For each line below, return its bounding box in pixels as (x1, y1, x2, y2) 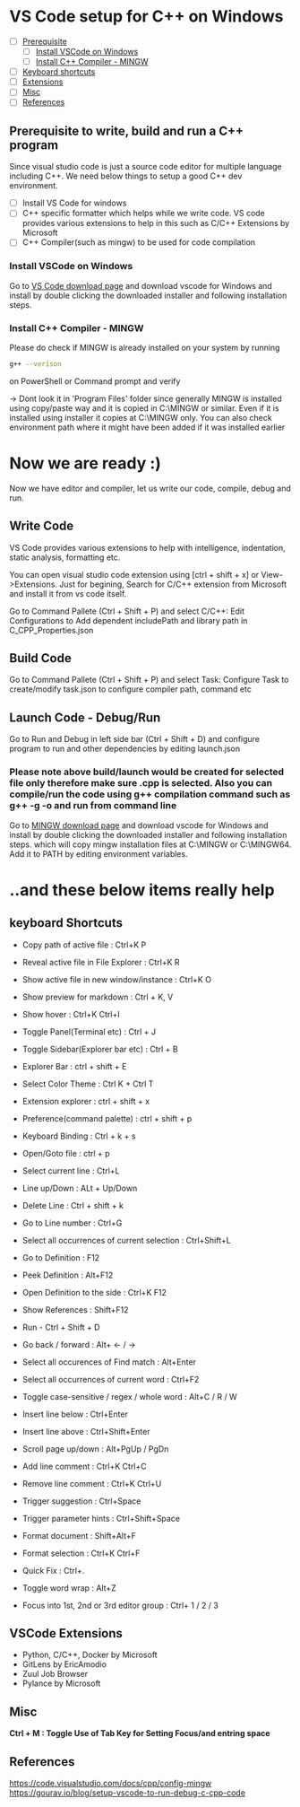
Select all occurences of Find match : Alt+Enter (21, 1357, 197, 1367)
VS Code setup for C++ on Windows (9, 6, 284, 27)
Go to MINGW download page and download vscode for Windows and (9, 819, 269, 831)
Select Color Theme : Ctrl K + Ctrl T (21, 1078, 154, 1089)
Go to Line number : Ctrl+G (21, 1218, 123, 1228)
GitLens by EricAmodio (21, 1659, 107, 1670)
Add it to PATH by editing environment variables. (9, 848, 188, 859)
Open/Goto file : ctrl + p (21, 1148, 110, 1158)
